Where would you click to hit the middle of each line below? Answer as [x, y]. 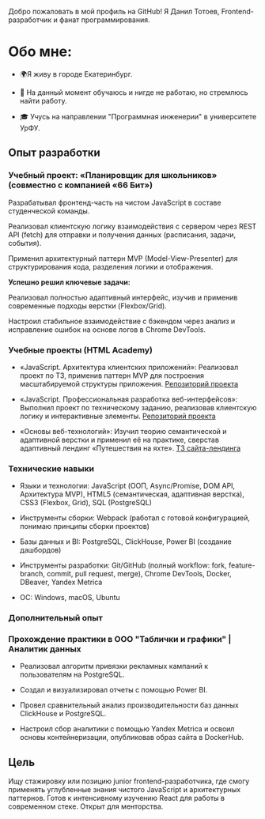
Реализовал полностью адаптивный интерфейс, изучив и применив [123, 297]
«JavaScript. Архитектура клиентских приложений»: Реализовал [129, 367]
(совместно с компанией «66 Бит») [81, 185]
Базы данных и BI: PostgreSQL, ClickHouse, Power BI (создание [125, 542]
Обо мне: [40, 52]
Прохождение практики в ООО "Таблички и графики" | [120, 640]
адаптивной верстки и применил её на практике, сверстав [119, 440]
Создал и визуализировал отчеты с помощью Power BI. [114, 690]
